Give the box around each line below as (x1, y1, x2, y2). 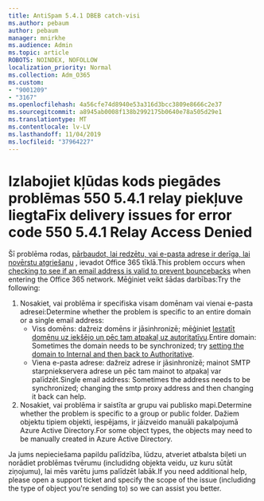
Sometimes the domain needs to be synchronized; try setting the (31, 341, 244, 351)
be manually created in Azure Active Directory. (19, 434, 173, 444)
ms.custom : (8, 78, 45, 86)
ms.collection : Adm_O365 (8, 71, 91, 79)
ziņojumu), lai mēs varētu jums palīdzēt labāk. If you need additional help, (8, 467, 247, 476)
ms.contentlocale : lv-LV (8, 123, 91, 131)
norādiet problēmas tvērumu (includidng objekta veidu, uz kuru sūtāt (8, 458, 233, 467)
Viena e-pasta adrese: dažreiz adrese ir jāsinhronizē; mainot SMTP (31, 358, 251, 368)
